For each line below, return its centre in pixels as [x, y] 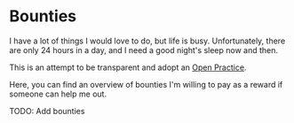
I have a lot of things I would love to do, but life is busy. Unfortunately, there [147, 41]
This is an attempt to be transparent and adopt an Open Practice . [128, 67]
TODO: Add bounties [47, 111]
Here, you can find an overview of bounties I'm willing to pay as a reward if [146, 84]
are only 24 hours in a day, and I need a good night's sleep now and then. [143, 50]
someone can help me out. [58, 94]
